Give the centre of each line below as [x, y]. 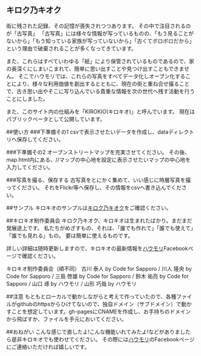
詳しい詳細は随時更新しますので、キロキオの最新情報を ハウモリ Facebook [97, 248]
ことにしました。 [27, 99]
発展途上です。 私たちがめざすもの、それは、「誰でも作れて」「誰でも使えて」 [100, 228]
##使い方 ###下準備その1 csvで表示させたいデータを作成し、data [88, 132]
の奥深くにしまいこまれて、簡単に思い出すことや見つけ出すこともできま [95, 69]
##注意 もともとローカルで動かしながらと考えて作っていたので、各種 [91, 296]
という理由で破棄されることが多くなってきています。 [71, 48]
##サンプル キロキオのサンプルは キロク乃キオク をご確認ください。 [89, 207]
